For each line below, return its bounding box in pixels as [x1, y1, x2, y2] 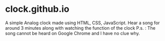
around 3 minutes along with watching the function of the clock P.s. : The [5, 25, 156, 31]
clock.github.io [5, 3, 70, 15]
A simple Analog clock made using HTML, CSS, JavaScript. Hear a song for [5, 20, 160, 26]
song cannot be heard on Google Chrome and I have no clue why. [5, 30, 141, 36]
